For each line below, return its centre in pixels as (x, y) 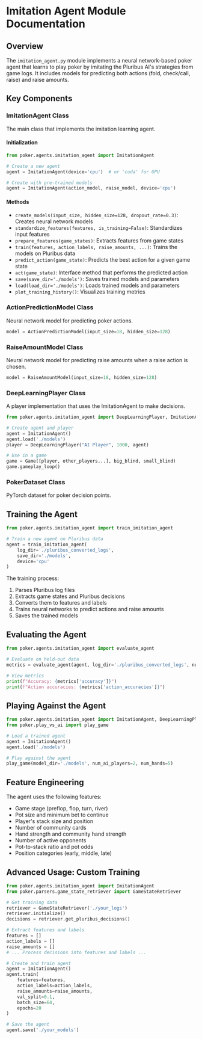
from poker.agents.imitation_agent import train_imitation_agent (90, 528)
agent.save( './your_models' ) (43, 1030)
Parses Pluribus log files (45, 590)
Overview (25, 46)
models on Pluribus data (45, 253)
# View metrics (25, 676)
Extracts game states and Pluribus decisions (70, 596)
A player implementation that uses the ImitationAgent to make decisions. (96, 406)
